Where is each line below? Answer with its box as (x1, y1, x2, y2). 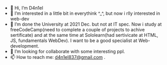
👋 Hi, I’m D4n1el (10, 5, 43, 11)
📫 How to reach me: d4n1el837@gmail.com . (10, 54, 106, 60)
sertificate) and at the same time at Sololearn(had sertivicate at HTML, (10, 32, 158, 38)
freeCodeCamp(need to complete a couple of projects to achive (10, 27, 145, 33)
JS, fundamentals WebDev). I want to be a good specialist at (10, 37, 138, 44)
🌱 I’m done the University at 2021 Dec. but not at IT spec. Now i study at (10, 21, 162, 27)
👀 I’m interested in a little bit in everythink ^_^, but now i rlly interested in (10, 10, 160, 16)
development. (10, 43, 39, 49)
